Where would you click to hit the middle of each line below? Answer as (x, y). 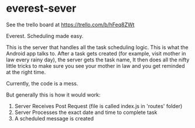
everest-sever (41, 8)
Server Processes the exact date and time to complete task (86, 112)
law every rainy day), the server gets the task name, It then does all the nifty (98, 60)
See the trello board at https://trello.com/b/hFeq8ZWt (70, 25)
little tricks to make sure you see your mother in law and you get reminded (96, 65)
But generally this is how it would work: (53, 95)
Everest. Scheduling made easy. (45, 36)
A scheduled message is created (54, 118)
